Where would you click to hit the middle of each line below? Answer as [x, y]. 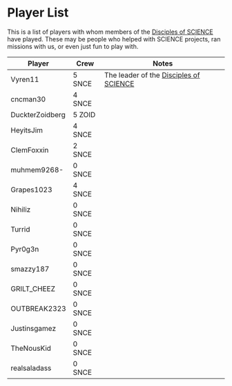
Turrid [20, 229]
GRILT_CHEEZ [33, 289]
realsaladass [31, 368]
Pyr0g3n [25, 249]
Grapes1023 [32, 190]
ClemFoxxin [30, 150]
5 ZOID [84, 114]
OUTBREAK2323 [39, 308]
